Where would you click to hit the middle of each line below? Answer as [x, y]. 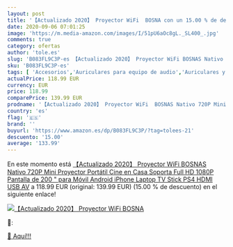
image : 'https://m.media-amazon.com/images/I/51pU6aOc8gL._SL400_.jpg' [113, 33]
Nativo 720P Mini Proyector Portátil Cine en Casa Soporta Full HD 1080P [111, 172]
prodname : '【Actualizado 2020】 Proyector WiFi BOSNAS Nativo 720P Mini [117, 105]
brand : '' [22, 124]
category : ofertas [34, 46]
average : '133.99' [34, 144]
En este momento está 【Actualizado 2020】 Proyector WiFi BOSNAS [107, 164]
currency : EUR [28, 85]
